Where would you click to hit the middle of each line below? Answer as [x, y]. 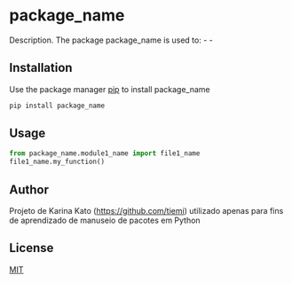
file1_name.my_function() [57, 162]
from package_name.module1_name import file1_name [105, 153]
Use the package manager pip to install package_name [110, 89]
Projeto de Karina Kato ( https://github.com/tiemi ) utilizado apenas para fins [146, 211]
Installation [41, 68]
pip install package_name [57, 106]
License [32, 248]
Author [29, 189]
